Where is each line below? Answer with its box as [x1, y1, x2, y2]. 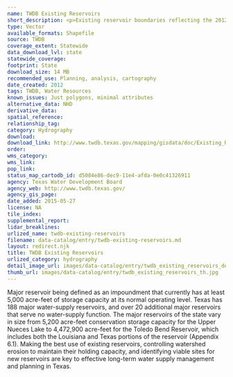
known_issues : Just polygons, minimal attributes [7, 95, 154, 102]
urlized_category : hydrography [7, 256, 98, 263]
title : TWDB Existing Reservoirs [7, 250, 104, 257]
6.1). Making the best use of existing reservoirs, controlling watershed [7, 339, 206, 348]
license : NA [7, 204, 42, 211]
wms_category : [7, 152, 49, 160]
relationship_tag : [7, 120, 60, 127]
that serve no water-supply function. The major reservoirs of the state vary [7, 310, 221, 319]
